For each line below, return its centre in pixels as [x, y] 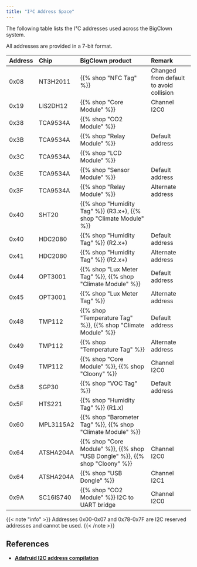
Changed [164, 70]
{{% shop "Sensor [105, 170]
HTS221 [51, 404]
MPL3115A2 [57, 425]
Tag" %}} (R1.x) [102, 407]
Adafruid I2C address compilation [57, 558]
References [28, 544]
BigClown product [106, 61]
